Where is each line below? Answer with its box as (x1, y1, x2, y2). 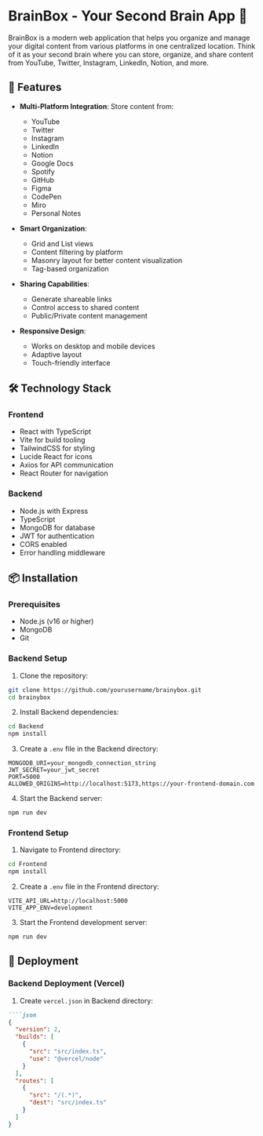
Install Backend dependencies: (19, 708, 119, 717)
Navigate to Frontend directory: (19, 845, 122, 854)
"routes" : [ (15, 1076, 55, 1085)
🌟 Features (8, 81, 62, 94)
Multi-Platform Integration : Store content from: (19, 101, 174, 111)
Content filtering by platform (31, 247, 123, 257)
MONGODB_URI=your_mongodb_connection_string (8, 759, 156, 767)
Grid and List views (31, 238, 94, 248)
